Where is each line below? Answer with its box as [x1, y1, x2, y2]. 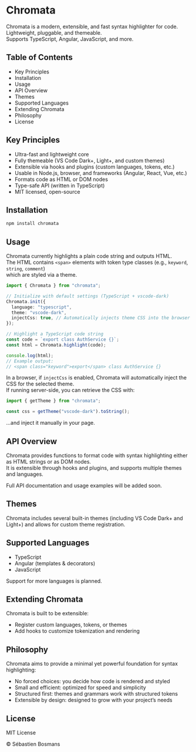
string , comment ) [6, 265, 46, 272]
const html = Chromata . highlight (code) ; [6, 342, 107, 348]
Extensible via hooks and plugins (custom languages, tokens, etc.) [14, 163, 175, 170]
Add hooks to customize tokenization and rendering [14, 627, 140, 634]
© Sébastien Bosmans [6, 741, 60, 748]
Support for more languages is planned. [6, 577, 103, 585]
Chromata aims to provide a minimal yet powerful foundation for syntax [6, 660, 178, 667]
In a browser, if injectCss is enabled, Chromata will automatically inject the [6, 374, 187, 381]
